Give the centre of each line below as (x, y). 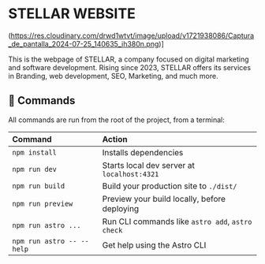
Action (115, 139)
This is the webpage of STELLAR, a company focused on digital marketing (129, 59)
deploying (121, 208)
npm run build (39, 186)
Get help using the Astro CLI (154, 245)
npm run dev (35, 169)
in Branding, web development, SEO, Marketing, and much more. (113, 76)
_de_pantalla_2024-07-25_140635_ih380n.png (84, 43)
